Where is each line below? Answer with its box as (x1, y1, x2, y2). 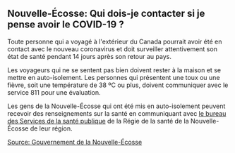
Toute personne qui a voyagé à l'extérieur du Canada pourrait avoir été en (7, 37, 222, 46)
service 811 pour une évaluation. (7, 88, 101, 96)
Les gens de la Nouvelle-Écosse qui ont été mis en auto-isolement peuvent (7, 102, 226, 110)
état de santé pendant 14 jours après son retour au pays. (7, 52, 171, 60)
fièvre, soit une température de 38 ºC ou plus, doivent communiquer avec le (7, 81, 229, 89)
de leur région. (30, 124, 73, 133)
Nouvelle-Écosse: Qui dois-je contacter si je (7, 8, 205, 20)
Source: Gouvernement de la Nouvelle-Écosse (7, 138, 143, 146)
